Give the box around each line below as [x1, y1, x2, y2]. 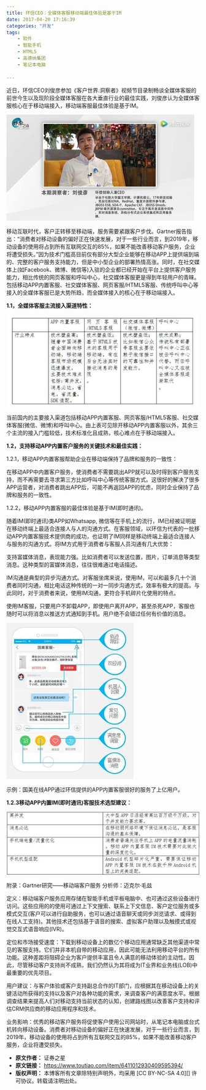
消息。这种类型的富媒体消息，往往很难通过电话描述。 [6, 561, 141, 568]
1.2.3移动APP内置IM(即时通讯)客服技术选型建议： [6, 799, 132, 806]
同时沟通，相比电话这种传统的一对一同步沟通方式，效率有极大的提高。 [17, 582, 194, 589]
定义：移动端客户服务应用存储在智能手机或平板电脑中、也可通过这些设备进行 [6, 895, 200, 902]
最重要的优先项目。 [6, 969, 55, 977]
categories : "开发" [6, 23, 55, 29]
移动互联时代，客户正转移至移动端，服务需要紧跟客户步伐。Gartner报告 [6, 227, 187, 235]
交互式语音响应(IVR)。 [11, 926, 67, 933]
